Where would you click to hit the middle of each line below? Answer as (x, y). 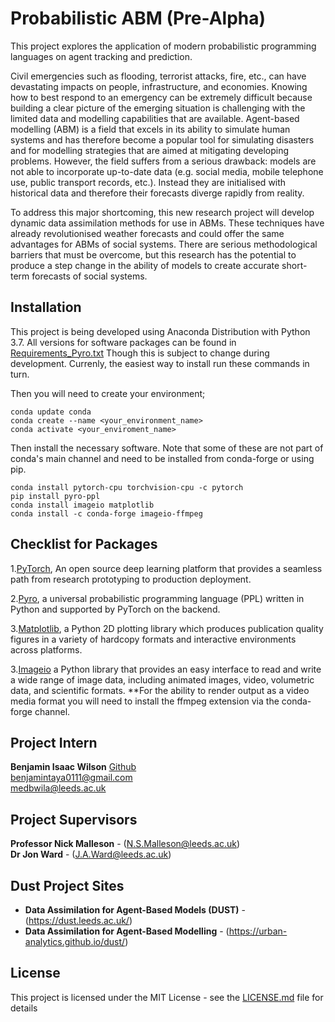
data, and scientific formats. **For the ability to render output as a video (160, 690)
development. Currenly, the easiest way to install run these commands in (160, 363)
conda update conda (51, 412)
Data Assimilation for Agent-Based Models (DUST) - (135, 910)
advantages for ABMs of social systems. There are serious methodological (164, 244)
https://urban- (258, 931)
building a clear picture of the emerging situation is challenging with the (158, 108)
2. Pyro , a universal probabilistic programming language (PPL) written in (157, 598)
